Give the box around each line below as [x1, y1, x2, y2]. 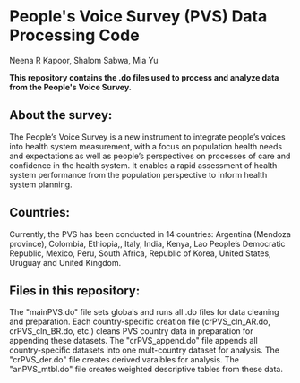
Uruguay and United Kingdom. [9, 257, 122, 268]
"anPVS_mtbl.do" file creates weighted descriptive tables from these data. [9, 364, 284, 375]
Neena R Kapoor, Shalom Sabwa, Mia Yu [9, 55, 159, 65]
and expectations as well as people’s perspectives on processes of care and [9, 150, 291, 161]
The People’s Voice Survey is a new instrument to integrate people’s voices [9, 132, 286, 142]
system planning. [9, 179, 73, 190]
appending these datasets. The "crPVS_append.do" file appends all [9, 336, 258, 346]
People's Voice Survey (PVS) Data [9, 6, 268, 27]
